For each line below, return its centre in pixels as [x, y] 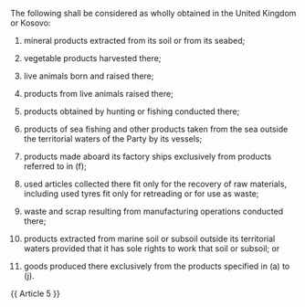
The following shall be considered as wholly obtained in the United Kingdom [153, 13]
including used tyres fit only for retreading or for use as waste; [141, 194]
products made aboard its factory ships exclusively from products [147, 156]
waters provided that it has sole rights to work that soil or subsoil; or [152, 249]
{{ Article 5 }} [35, 293]
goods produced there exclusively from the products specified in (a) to [157, 266]
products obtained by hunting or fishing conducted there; [131, 111]
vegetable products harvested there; [92, 58]
